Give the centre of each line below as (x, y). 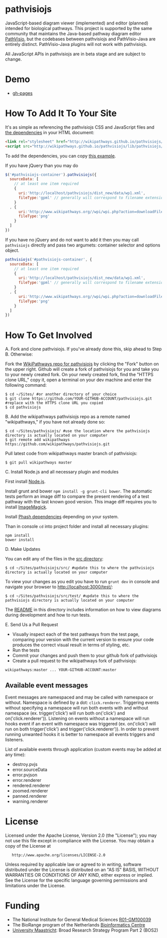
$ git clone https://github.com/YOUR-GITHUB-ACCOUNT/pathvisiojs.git (79, 399)
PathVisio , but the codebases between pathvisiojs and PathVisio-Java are (80, 39)
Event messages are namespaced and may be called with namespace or (79, 698)
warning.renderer (30, 801)
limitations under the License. (35, 886)
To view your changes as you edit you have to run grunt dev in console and (82, 582)
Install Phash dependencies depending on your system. (62, 517)
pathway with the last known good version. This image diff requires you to (81, 502)
